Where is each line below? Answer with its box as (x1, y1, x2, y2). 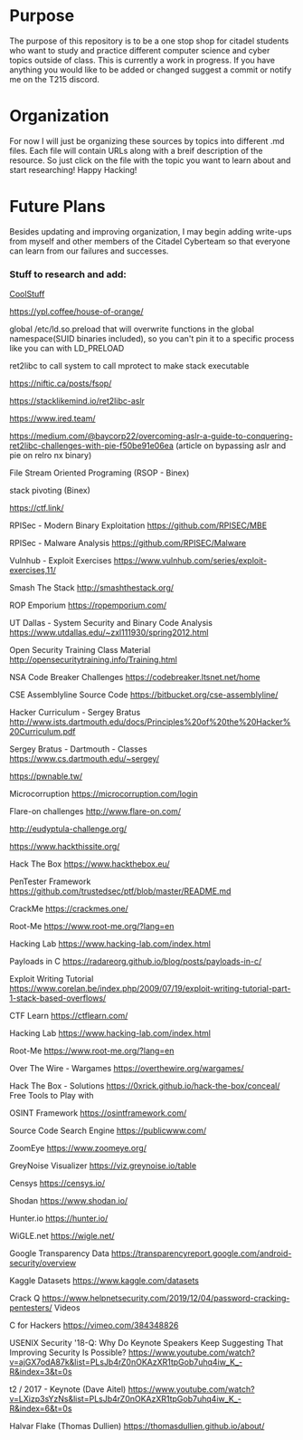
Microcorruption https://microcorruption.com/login (9, 789, 199, 800)
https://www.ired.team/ (9, 413, 97, 424)
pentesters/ (9, 1302, 52, 1313)
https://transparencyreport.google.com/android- (111, 1248, 292, 1259)
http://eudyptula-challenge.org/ (9, 823, 128, 834)
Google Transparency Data (9, 1248, 110, 1259)
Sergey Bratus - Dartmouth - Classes (9, 744, 147, 754)
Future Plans (9, 197, 106, 217)
